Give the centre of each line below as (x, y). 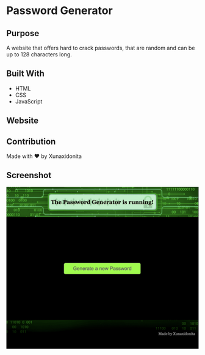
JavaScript (29, 101)
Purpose (23, 33)
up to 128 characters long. (39, 54)
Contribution (31, 141)
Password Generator (59, 11)
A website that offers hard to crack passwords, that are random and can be (101, 48)
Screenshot (29, 175)
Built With (25, 74)
